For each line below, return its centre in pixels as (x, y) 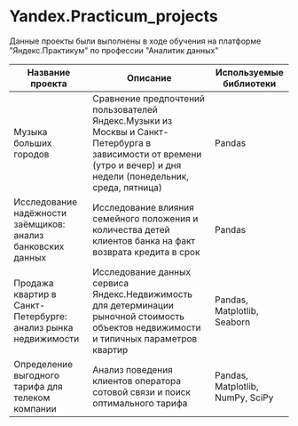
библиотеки (250, 84)
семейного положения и (145, 218)
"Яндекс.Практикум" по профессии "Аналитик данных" (114, 50)
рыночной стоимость (138, 316)
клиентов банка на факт (144, 240)
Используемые (250, 72)
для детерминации (133, 305)
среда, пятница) (127, 187)
